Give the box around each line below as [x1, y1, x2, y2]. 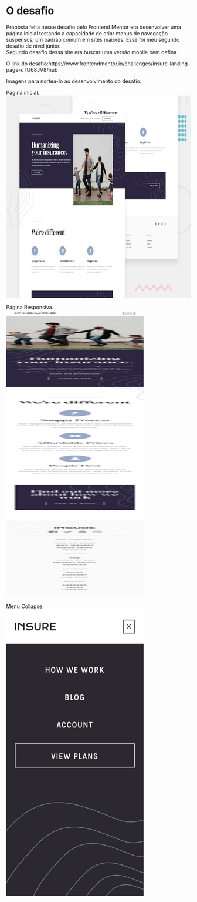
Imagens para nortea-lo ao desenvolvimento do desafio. [6, 78, 142, 85]
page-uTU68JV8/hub [6, 66, 58, 73]
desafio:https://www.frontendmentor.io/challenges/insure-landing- [29, 60, 191, 67]
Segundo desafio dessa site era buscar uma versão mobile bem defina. [6, 48, 178, 55]
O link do [6, 60, 28, 67]
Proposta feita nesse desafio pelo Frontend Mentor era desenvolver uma [6, 24, 182, 31]
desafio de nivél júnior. [6, 42, 61, 49]
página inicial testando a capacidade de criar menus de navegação [6, 29, 168, 36]
